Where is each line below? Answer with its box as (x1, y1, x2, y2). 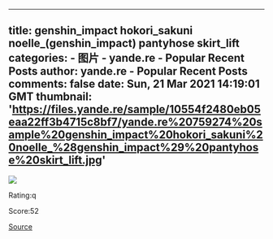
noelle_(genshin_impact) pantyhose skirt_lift (8, 37, 240, 50)
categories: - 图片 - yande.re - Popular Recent (8, 51, 245, 65)
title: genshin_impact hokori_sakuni (8, 24, 193, 37)
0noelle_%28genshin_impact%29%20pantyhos (8, 141, 259, 154)
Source (8, 221, 32, 232)
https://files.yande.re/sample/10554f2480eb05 (11, 102, 262, 116)
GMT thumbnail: (8, 90, 93, 104)
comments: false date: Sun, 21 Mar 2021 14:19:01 (8, 77, 260, 91)
